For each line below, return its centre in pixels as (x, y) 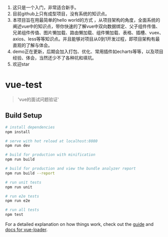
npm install (18, 132)
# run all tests (22, 210)
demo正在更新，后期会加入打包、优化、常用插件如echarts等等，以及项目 (88, 51)
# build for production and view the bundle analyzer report (71, 168)
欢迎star (21, 64)
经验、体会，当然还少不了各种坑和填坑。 (54, 58)
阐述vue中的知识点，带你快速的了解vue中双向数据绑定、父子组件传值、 (86, 26)
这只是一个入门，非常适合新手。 (46, 7)
